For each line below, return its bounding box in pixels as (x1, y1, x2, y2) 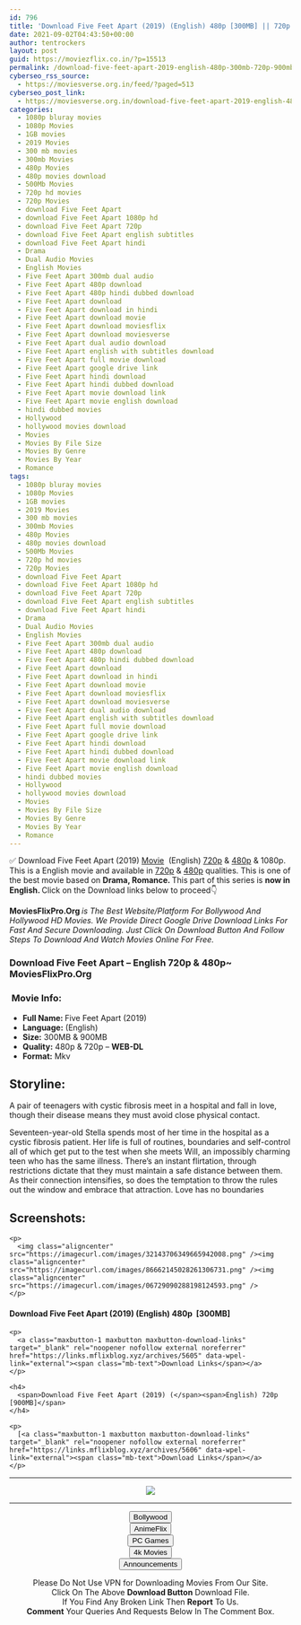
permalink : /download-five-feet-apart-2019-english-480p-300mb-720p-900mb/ (9, 64, 298, 73)
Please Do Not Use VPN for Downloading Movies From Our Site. (32, 1577, 269, 1588)
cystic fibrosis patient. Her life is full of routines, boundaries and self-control (9, 1137, 291, 1148)
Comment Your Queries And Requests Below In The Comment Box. (26, 1606, 275, 1617)
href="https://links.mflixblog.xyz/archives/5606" (9, 1446, 202, 1455)
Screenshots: (9, 1210, 87, 1226)
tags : (9, 472, 30, 481)
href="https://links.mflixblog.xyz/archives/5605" (9, 1351, 202, 1360)
